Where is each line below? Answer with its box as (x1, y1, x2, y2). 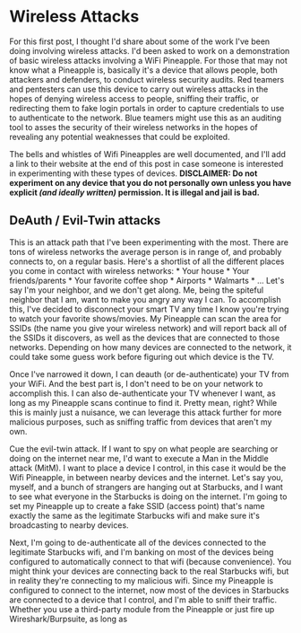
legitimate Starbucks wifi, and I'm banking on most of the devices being (9, 546, 274, 558)
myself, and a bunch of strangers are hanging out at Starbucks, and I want (9, 481, 284, 492)
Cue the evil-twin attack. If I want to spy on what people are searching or (9, 443, 279, 454)
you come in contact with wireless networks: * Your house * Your (9, 265, 250, 276)
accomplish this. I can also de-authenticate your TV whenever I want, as (9, 388, 276, 399)
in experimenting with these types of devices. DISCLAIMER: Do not (9, 168, 258, 179)
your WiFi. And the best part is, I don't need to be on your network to (9, 378, 263, 389)
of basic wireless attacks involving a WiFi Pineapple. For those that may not (9, 55, 288, 66)
